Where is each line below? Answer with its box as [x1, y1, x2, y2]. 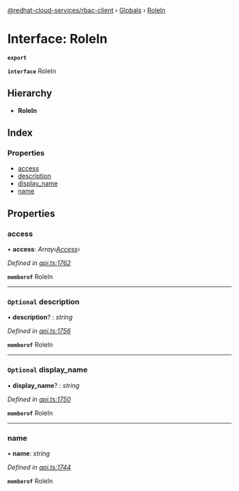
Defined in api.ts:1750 [7, 394, 71, 404]
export [7, 54, 27, 61]
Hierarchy [7, 87, 53, 99]
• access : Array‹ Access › [7, 245, 80, 254]
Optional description [7, 297, 80, 307]
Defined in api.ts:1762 [7, 259, 71, 267]
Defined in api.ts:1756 [7, 327, 71, 335]
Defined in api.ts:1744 [7, 463, 71, 472]
